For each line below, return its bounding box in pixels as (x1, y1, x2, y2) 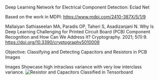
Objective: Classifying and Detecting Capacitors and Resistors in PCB (5, 49, 148, 55)
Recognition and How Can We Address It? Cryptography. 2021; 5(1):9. (5, 34, 148, 40)
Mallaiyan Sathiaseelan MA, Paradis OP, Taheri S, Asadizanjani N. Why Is (5, 23, 154, 29)
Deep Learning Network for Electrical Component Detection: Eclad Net (5, 4, 150, 10)
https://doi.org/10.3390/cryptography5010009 (5, 39, 100, 45)
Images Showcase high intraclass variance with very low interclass (5, 64, 142, 70)
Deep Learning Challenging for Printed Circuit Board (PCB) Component (5, 29, 151, 34)
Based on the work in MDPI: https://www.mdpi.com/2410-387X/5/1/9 (5, 14, 146, 19)
